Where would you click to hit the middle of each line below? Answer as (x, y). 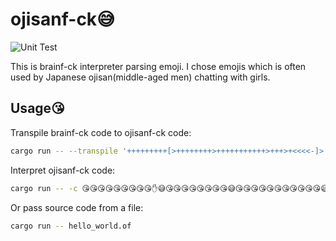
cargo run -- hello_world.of (71, 226)
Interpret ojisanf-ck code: (63, 170)
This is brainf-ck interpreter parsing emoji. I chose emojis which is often (158, 66)
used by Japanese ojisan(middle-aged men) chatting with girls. (140, 77)
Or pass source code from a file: (77, 207)
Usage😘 (37, 108)
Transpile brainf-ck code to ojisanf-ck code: (101, 132)
